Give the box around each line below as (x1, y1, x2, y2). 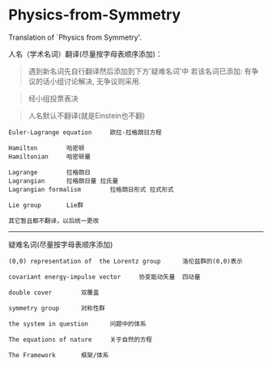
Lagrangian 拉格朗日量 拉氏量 (8, 176, 119, 185)
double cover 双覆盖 (8, 289, 100, 297)
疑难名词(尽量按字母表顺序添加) (8, 239, 113, 249)
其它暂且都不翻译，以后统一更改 (8, 217, 100, 225)
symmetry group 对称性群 (8, 304, 105, 312)
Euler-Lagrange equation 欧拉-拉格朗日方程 (8, 128, 162, 137)
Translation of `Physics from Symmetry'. (8, 32, 142, 42)
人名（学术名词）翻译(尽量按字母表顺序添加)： (8, 49, 164, 58)
